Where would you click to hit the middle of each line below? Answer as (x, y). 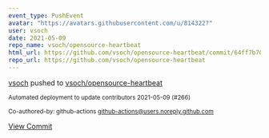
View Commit (30, 126)
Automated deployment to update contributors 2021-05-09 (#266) (99, 97)
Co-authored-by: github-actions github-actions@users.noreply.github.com (111, 111)
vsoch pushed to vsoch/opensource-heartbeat (85, 83)
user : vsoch (28, 30)
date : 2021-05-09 (37, 38)
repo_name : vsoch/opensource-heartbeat (75, 45)
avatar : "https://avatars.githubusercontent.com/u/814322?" (111, 23)
